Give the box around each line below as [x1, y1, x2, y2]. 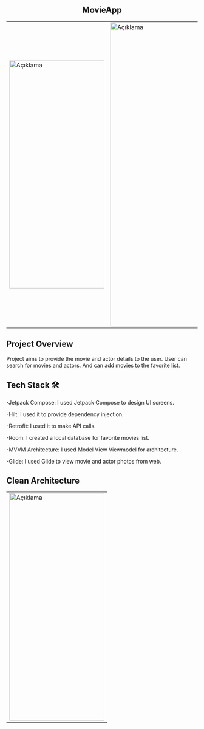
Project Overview [6, 339, 73, 349]
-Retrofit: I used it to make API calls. [6, 422, 96, 430]
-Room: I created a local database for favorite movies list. [6, 434, 150, 442]
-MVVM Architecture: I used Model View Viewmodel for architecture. [6, 446, 178, 453]
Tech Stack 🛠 [6, 380, 59, 391]
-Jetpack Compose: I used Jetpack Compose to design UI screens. [6, 399, 175, 406]
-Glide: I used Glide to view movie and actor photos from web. [6, 458, 162, 465]
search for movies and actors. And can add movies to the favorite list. [6, 361, 180, 369]
